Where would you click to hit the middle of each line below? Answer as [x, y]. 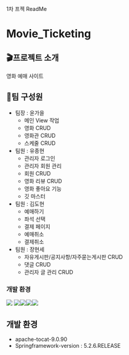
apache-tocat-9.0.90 [41, 339]
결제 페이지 [37, 226]
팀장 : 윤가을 [30, 113]
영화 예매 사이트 [25, 76]
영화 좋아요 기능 [43, 188]
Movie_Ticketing [49, 34]
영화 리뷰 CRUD [43, 181]
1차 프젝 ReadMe [27, 9]
